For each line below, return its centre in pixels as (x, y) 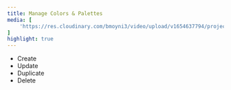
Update (27, 66)
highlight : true (30, 39)
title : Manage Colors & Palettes (55, 13)
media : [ (20, 20)
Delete (26, 80)
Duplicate (31, 74)
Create (26, 58)
